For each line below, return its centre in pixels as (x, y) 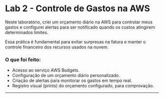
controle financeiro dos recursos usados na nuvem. (57, 47)
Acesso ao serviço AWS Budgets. (46, 70)
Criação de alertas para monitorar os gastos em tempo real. (72, 80)
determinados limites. (27, 32)
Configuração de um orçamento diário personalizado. (66, 76)
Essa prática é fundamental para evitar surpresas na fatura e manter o (75, 41)
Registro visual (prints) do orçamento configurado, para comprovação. (83, 86)
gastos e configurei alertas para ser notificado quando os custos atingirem (80, 27)
